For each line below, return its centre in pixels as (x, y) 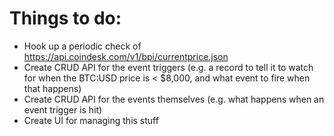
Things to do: (65, 18)
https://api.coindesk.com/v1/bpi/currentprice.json (126, 56)
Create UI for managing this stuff (91, 120)
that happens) (52, 88)
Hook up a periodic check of (82, 46)
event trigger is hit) (63, 109)
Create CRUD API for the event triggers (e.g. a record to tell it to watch (168, 67)
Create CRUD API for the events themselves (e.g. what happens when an (174, 99)
